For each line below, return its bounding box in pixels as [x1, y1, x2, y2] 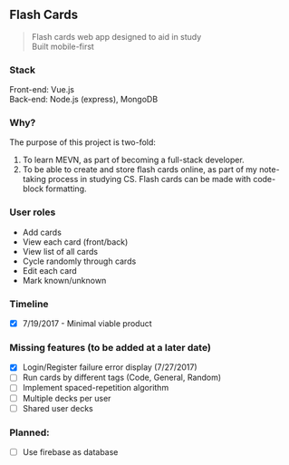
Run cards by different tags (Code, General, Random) [22, 372, 222, 383]
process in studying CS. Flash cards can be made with [48, 174, 252, 185]
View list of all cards [22, 246, 98, 257]
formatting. [44, 183, 87, 194]
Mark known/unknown [22, 275, 107, 286]
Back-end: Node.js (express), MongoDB [9, 94, 159, 105]
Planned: [9, 426, 50, 439]
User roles [9, 206, 56, 218]
